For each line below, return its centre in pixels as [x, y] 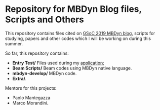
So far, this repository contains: [37, 53]
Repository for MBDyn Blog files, [73, 9]
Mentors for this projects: [31, 88]
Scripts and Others [44, 19]
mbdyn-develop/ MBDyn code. [44, 73]
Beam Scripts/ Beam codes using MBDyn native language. [72, 68]
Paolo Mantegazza [31, 98]
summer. [14, 43]
